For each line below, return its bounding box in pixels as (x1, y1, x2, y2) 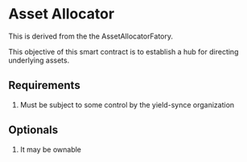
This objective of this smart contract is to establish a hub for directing (8, 47, 239, 56)
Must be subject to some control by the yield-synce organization (19, 99, 235, 109)
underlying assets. (8, 55, 70, 65)
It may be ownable (19, 144, 82, 154)
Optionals (8, 124, 59, 137)
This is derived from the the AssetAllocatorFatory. (8, 31, 174, 41)
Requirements (8, 79, 80, 92)
